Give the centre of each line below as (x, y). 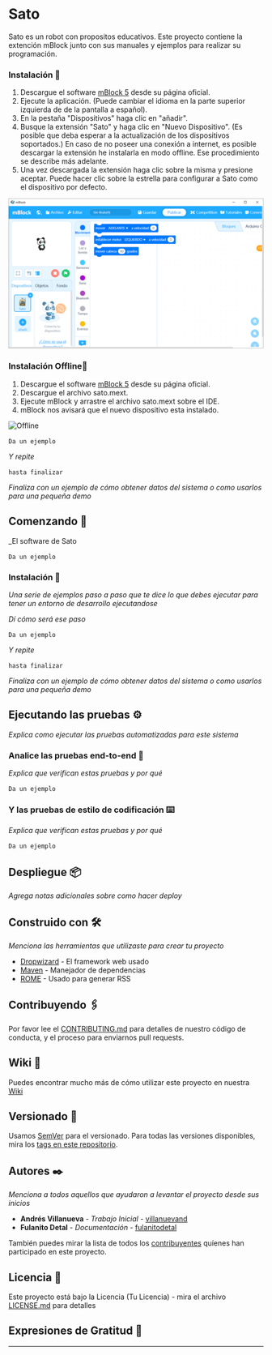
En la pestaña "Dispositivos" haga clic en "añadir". (104, 118)
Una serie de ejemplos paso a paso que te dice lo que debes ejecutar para (134, 594)
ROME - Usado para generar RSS (75, 978)
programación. (33, 53)
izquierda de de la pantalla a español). (84, 109)
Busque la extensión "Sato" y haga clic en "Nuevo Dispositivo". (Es (131, 127)
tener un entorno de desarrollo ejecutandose (83, 603)
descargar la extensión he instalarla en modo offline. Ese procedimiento (140, 153)
